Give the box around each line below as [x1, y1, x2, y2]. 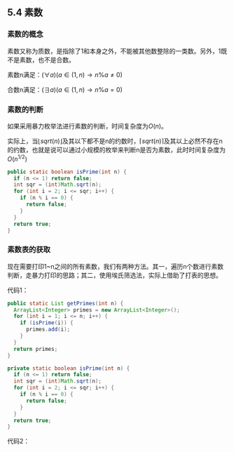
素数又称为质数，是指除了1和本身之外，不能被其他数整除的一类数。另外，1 [7, 46, 221, 55]
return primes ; [13, 345, 58, 352]
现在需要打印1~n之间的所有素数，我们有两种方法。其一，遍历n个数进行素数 [7, 262, 224, 270]
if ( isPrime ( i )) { [20, 319, 74, 326]
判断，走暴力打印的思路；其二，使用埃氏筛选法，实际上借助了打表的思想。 [7, 271, 222, 279]
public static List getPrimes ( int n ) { [7, 300, 124, 307]
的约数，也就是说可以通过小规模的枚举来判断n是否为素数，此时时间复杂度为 [7, 145, 226, 154]
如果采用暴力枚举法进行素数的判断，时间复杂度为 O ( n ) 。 [7, 121, 168, 130]
